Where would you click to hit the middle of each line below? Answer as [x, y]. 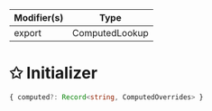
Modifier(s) [39, 18]
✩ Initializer [53, 74]
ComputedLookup [110, 33]
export [28, 33]
